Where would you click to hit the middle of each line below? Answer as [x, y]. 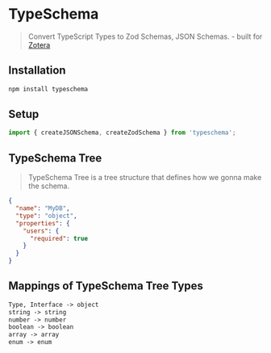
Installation [37, 71]
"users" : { [41, 231]
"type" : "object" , [47, 216]
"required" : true [59, 238]
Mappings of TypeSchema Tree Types [106, 286]
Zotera [39, 44]
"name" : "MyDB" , [43, 208]
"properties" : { [43, 223]
